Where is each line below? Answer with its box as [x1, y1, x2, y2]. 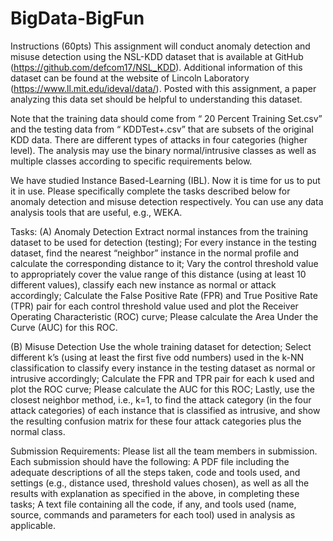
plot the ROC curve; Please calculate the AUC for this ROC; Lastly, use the [10, 383, 316, 395]
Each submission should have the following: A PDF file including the [10, 455, 290, 467]
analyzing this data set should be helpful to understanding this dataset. [10, 93, 303, 105]
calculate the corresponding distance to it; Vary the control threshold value [10, 257, 319, 269]
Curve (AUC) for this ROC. [10, 321, 118, 333]
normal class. [10, 425, 66, 437]
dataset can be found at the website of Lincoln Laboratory [10, 72, 250, 84]
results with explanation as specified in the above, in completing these [10, 487, 300, 499]
